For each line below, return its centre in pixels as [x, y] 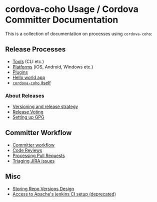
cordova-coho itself [31, 82]
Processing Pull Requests [38, 155]
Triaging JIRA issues [33, 160]
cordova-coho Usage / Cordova [72, 9]
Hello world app [29, 77]
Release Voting [28, 112]
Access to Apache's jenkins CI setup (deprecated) [64, 194]
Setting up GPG [28, 117]
